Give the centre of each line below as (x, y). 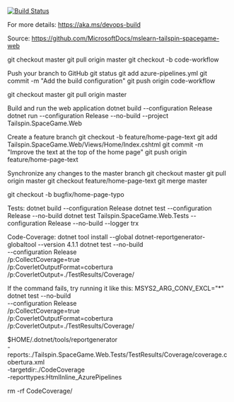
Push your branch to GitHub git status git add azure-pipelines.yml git (107, 73)
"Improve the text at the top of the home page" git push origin (97, 152)
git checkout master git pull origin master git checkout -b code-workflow (113, 59)
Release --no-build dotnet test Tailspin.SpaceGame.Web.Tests (98, 216)
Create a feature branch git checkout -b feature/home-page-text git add (112, 137)
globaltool (22, 245)
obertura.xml (26, 362)
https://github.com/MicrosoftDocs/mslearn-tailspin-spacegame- (125, 38)
